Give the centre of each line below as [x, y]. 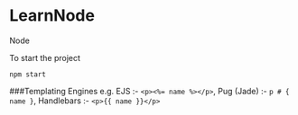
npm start [28, 74]
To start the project [45, 57]
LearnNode [52, 16]
